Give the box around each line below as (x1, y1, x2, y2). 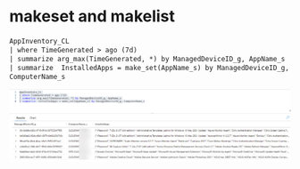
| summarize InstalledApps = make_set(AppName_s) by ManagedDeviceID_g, (9, 63, 290, 72)
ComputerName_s (9, 72, 66, 81)
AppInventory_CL (9, 36, 70, 45)
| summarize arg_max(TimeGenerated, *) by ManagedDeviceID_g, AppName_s (9, 54, 286, 63)
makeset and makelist (9, 6, 176, 27)
